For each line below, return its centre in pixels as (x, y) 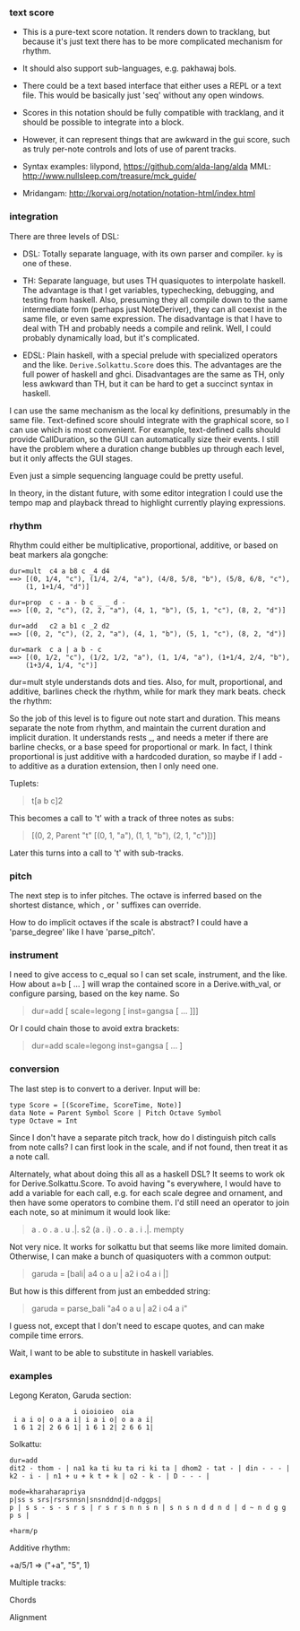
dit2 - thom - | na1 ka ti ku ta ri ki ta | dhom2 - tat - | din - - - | (150, 1469)
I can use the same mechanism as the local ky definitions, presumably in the (150, 411)
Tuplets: (24, 783)
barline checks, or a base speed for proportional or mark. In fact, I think (141, 747)
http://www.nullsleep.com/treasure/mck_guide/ (109, 176)
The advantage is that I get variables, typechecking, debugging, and (148, 290)
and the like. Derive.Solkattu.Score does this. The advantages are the (152, 364)
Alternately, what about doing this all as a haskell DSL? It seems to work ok (147, 1174)
